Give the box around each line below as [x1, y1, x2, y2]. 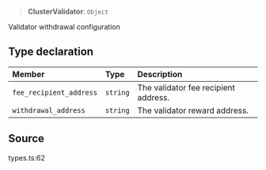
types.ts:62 [8, 153, 45, 162]
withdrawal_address [12, 106, 85, 114]
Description [137, 68, 183, 79]
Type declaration [8, 45, 93, 59]
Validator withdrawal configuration [8, 22, 120, 31]
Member [12, 68, 45, 79]
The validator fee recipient [137, 82, 236, 93]
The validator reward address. [137, 105, 249, 116]
